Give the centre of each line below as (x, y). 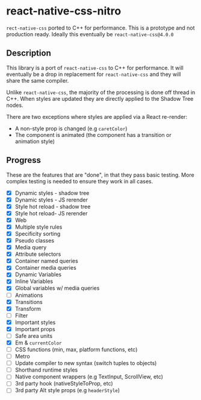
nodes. (15, 105)
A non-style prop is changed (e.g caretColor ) (71, 129)
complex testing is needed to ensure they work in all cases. (80, 181)
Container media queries (45, 268)
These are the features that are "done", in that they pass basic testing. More (100, 175)
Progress (23, 160)
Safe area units (34, 335)
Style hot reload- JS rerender (51, 213)
